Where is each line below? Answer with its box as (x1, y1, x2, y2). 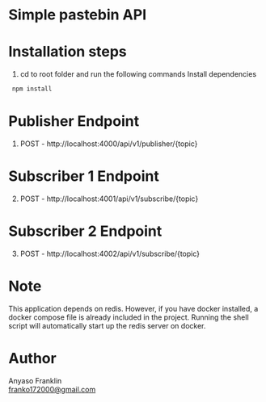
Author (8, 349, 57, 367)
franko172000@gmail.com (8, 384, 96, 394)
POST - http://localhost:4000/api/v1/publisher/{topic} (19, 139, 198, 149)
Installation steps (8, 43, 127, 61)
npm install (11, 85, 53, 94)
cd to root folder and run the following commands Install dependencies (19, 69, 257, 79)
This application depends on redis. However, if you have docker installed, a (8, 304, 259, 313)
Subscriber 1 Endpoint (8, 167, 159, 186)
